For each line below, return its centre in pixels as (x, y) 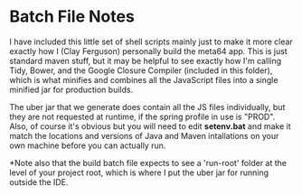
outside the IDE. (39, 181)
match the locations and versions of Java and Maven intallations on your (144, 135)
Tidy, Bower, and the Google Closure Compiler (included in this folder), (141, 70)
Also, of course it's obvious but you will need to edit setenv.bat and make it (150, 126)
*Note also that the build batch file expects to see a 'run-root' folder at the (148, 162)
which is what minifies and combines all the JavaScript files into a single (144, 79)
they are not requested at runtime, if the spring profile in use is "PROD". (142, 116)
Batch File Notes (72, 17)
